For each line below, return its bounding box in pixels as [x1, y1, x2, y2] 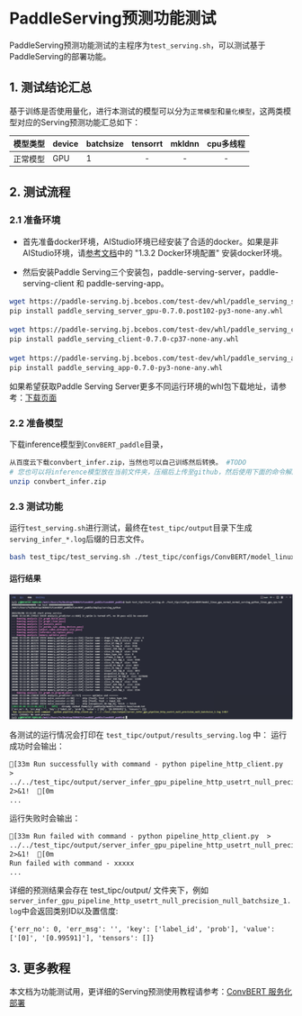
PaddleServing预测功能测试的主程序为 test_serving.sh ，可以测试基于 [9, 40, 266, 50]
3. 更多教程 [9, 960, 71, 975]
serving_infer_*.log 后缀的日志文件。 [9, 533, 150, 544]
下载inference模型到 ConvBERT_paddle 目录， [9, 439, 168, 449]
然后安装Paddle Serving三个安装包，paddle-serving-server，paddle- [22, 267, 280, 277]
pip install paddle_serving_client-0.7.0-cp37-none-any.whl [9, 335, 240, 344]
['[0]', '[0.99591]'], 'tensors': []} [9, 934, 155, 943]
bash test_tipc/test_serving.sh [9, 552, 130, 561]
